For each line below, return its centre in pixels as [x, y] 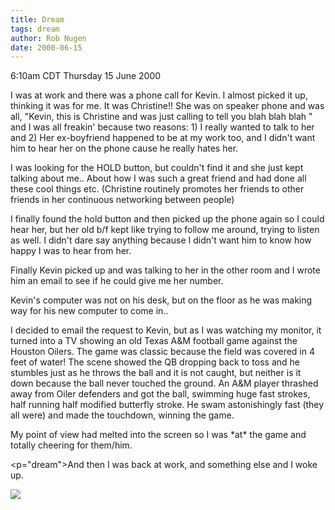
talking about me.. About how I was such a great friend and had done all [158, 178]
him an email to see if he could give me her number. [117, 281]
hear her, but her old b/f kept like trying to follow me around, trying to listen [165, 230]
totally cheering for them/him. [71, 445]
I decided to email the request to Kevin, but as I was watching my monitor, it [166, 330]
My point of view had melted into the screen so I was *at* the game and [158, 435]
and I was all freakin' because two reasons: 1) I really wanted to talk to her [162, 127]
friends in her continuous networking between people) [122, 200]
